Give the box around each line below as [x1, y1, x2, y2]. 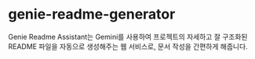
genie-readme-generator [8, 5, 176, 23]
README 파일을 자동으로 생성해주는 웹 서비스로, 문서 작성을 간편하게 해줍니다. [8, 41, 249, 51]
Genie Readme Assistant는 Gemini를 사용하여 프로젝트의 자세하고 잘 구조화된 [8, 32, 248, 41]
